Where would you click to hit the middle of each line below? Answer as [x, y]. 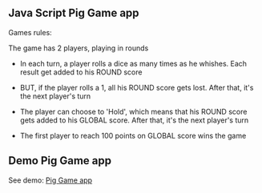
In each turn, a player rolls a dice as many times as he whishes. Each [133, 63]
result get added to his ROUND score [81, 72]
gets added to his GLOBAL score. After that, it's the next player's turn [134, 120]
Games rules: [30, 32]
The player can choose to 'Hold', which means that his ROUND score [133, 111]
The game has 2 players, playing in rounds [79, 48]
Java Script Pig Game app [74, 13]
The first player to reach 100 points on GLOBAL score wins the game [133, 135]
